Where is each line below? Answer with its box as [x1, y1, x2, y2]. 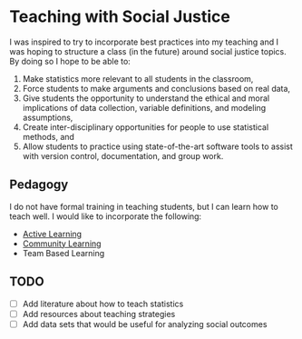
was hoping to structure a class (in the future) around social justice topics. [9, 45, 287, 56]
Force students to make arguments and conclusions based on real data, [22, 83, 291, 94]
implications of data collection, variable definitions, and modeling [22, 102, 267, 113]
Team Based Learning [22, 247, 105, 258]
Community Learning [22, 238, 102, 249]
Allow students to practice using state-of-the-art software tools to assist [22, 141, 293, 152]
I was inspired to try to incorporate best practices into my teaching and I [9, 36, 279, 47]
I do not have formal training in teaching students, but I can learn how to [9, 201, 278, 212]
